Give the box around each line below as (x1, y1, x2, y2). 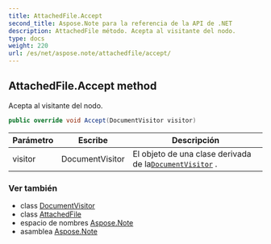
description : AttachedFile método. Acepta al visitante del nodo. (8, 27, 236, 35)
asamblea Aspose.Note (19, 226, 98, 236)
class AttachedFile (19, 209, 82, 219)
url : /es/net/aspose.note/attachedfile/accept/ (8, 49, 172, 57)
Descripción (172, 134, 220, 145)
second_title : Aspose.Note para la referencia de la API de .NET (8, 19, 232, 27)
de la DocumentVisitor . (132, 158, 218, 170)
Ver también (8, 183, 58, 194)
